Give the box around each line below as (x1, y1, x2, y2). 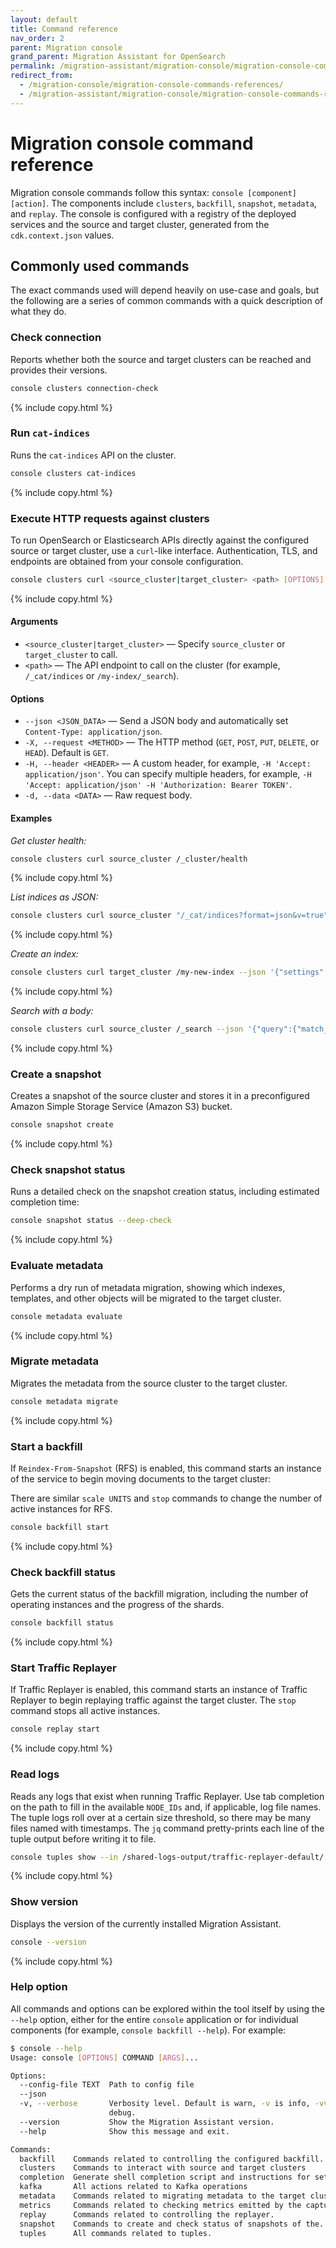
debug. (108, 2108, 137, 2118)
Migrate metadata (10, 1354, 100, 1368)
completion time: (10, 1196, 80, 1208)
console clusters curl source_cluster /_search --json (10, 1024, 244, 1035)
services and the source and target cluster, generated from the (10, 218, 270, 230)
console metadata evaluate (10, 1311, 123, 1321)
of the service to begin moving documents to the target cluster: (10, 1472, 272, 1485)
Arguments (10, 616, 59, 628)
